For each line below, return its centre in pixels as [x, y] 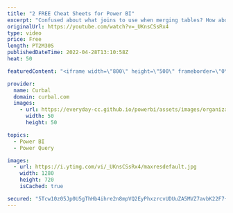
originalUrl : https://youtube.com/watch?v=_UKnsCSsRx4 [88, 26]
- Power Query [34, 148]
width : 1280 [37, 173]
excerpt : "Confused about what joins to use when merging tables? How [111, 20]
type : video [24, 33]
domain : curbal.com [42, 97]
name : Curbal [32, 90]
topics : [18, 135]
